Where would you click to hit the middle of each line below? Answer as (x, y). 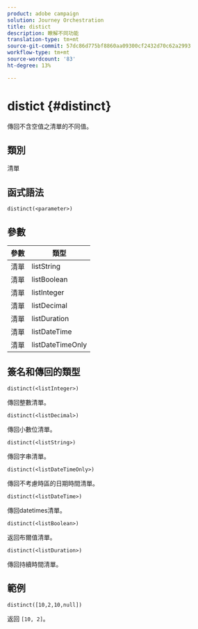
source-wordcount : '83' (42, 59)
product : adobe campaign (43, 14)
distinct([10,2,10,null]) (44, 605)
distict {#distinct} (59, 106)
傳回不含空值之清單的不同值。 (50, 126)
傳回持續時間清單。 (35, 564)
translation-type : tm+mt (43, 40)
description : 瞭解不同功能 (43, 33)
